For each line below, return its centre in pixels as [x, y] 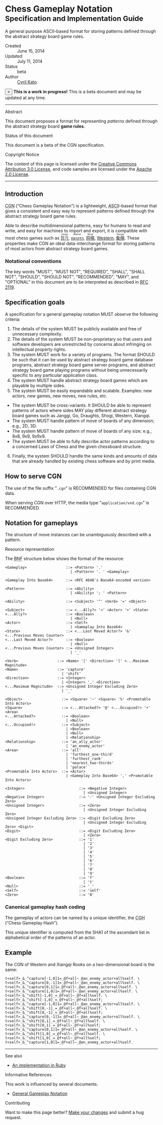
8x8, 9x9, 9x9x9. [29, 436]
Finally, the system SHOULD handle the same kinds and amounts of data [84, 456]
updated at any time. [25, 98]
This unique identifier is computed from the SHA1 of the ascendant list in [77, 932]
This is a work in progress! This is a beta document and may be [77, 91]
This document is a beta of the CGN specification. [55, 145]
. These [132, 238]
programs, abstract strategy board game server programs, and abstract [83, 365]
